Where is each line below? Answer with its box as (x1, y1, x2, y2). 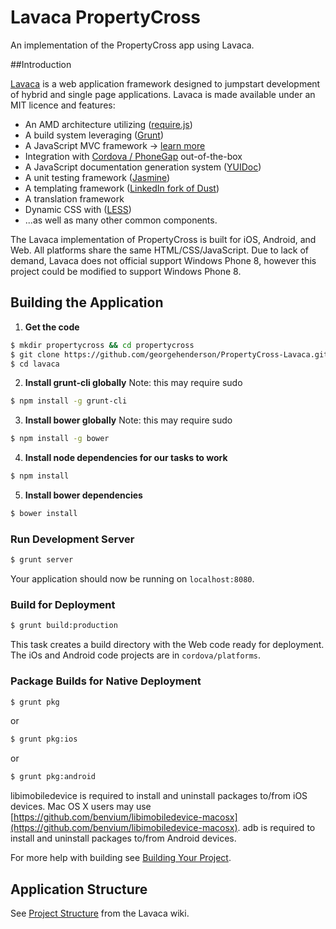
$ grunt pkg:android (10, 772, 97, 782)
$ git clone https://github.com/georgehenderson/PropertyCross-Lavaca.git (10, 349, 329, 360)
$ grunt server (10, 555, 74, 565)
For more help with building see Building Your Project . (10, 852, 232, 864)
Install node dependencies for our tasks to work (24, 452, 228, 464)
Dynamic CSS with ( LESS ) (24, 203, 132, 215)
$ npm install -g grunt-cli (10, 396, 128, 406)
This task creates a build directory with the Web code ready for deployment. (10, 639, 325, 651)
